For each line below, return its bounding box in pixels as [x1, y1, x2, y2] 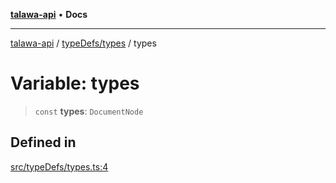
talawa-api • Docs [10, 9, 88, 20]
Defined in [10, 134, 77, 151]
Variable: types [10, 72, 140, 95]
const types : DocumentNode [34, 105, 144, 117]
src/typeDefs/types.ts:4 [10, 160, 109, 173]
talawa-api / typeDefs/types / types [10, 37, 157, 49]
